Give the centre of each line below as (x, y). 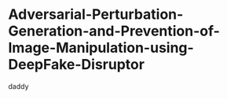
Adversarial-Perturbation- (96, 15)
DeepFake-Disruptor (77, 65)
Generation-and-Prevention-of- (114, 31)
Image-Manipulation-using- (101, 48)
